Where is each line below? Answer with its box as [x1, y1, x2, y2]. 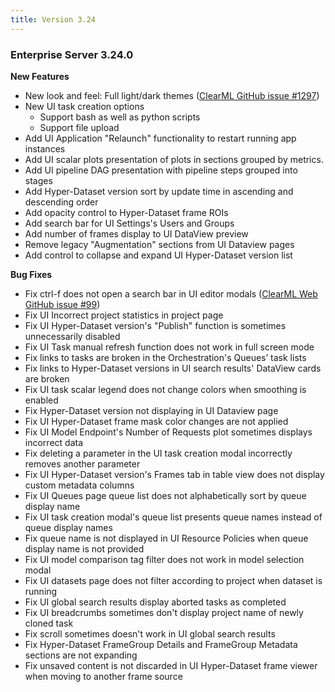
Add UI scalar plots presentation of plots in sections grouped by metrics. [24, 153, 324, 165]
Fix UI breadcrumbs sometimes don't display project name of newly [24, 606, 304, 618]
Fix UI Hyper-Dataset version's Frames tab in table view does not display [24, 468, 325, 480]
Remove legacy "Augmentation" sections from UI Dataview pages [24, 238, 295, 250]
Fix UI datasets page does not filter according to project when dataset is [24, 574, 323, 586]
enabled [24, 394, 59, 406]
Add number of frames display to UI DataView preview [24, 227, 249, 240]
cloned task [24, 617, 74, 629]
